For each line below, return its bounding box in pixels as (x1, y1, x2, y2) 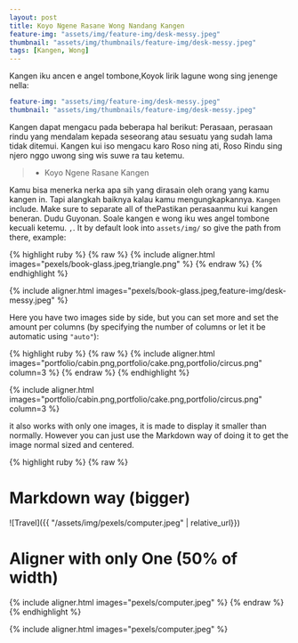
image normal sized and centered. (9, 439, 135, 450)
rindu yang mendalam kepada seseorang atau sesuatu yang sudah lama (9, 131, 273, 142)
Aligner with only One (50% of (9, 549, 238, 568)
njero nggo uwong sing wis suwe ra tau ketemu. (9, 150, 185, 160)
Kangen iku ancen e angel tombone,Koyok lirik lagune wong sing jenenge (9, 70, 278, 81)
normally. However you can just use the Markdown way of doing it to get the (9, 429, 289, 441)
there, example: (9, 232, 67, 242)
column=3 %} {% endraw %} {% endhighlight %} (9, 367, 190, 378)
